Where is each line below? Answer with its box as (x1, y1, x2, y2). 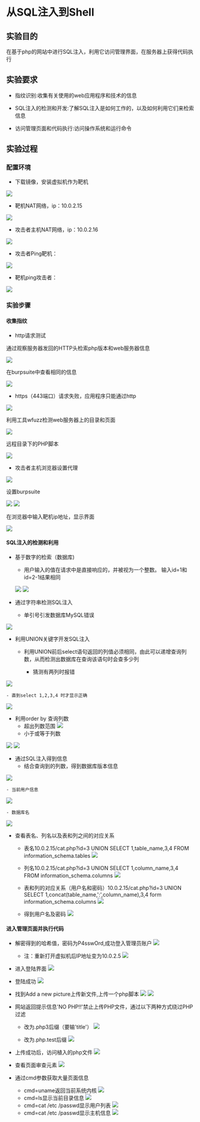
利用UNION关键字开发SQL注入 (14, 635, 90, 642)
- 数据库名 (6, 809, 30, 815)
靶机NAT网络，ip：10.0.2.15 (14, 202, 82, 209)
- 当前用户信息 (6, 786, 39, 792)
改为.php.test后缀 (23, 1036, 67, 1044)
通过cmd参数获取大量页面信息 (14, 1074, 89, 1081)
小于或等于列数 (23, 730, 61, 737)
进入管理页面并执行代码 (6, 925, 64, 932)
